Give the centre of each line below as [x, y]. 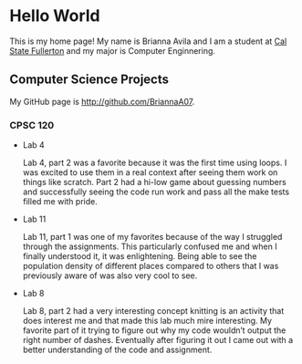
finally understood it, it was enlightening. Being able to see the [140, 256]
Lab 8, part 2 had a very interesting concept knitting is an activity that [153, 311]
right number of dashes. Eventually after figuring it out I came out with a [158, 340]
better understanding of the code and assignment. [117, 350]
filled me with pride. [60, 202]
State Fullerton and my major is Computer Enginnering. [113, 50]
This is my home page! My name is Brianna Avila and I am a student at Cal [148, 41]
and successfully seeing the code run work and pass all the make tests [156, 192]
